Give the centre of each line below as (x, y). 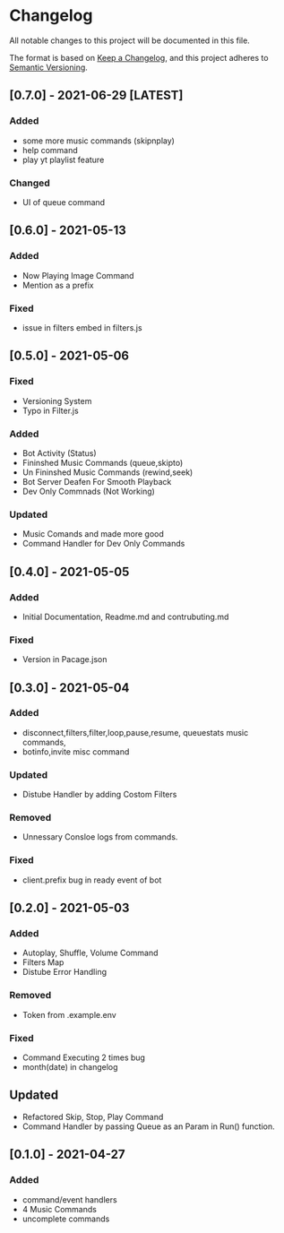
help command (50, 150)
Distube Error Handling (65, 972)
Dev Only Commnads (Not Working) (88, 491)
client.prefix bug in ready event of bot (92, 880)
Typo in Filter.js (50, 410)
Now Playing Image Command (78, 275)
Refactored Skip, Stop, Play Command (93, 1117)
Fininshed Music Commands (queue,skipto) (103, 462)
